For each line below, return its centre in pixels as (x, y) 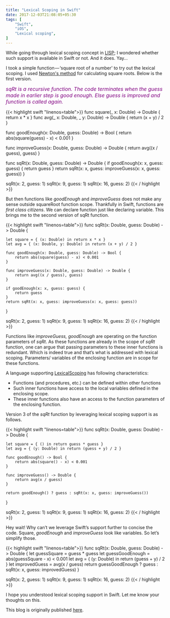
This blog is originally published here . (45, 610)
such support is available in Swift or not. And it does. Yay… (67, 58)
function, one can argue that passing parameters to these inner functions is (84, 347)
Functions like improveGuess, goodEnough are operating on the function (81, 336)
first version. (19, 79)
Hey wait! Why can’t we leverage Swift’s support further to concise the (79, 527)
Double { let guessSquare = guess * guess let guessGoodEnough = (80, 553)
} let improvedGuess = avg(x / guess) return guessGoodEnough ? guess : (82, 564)
